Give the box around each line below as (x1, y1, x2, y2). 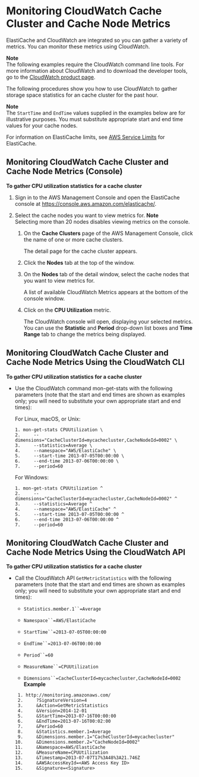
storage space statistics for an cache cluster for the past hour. (6, 91, 159, 98)
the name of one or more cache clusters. (23, 236, 124, 243)
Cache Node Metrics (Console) (6, 166, 123, 177)
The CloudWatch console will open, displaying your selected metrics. (23, 318, 193, 325)
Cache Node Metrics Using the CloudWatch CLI (6, 357, 185, 367)
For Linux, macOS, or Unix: (14, 415, 81, 422)
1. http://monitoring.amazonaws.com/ (17, 692, 111, 698)
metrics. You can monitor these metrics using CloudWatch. (6, 43, 150, 50)
